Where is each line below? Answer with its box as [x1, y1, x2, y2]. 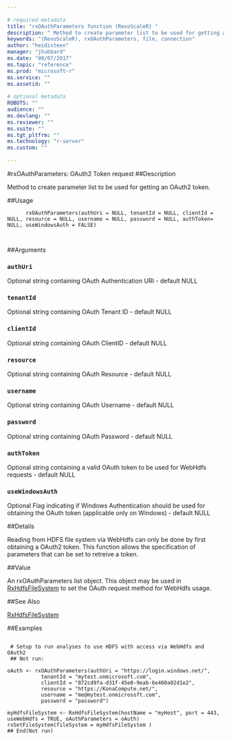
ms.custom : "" [7, 144, 48, 151]
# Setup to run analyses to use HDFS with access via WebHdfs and [10, 644, 205, 651]
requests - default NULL [7, 470, 76, 479]
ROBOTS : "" [7, 100, 38, 107]
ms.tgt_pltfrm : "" [7, 131, 60, 138]
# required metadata [7, 17, 67, 23]
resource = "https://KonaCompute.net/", [41, 686, 158, 693]
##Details [7, 522, 34, 530]
